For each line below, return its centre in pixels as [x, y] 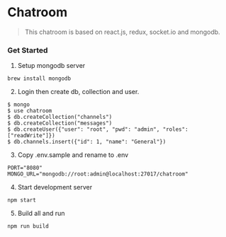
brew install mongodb [39, 79]
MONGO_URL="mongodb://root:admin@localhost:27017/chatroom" [98, 174]
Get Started [28, 50]
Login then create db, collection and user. [78, 92]
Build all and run [41, 214]
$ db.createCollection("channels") [60, 117]
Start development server [55, 187]
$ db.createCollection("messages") [60, 123]
